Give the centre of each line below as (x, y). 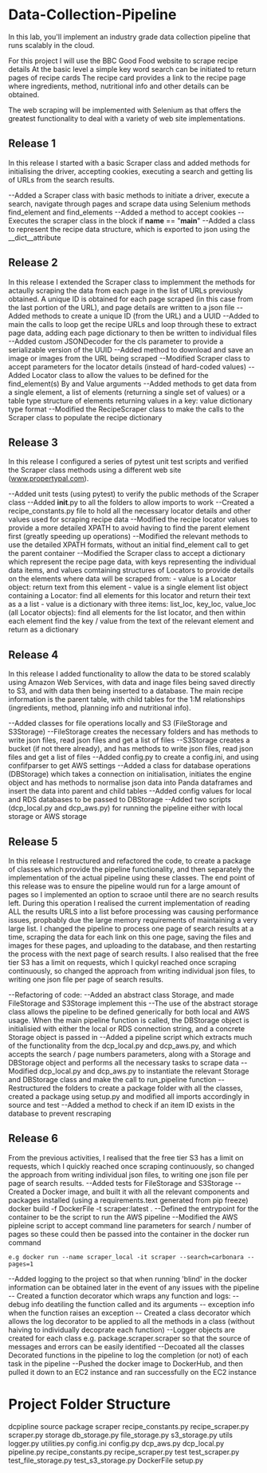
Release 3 (33, 442)
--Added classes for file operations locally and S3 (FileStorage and (118, 723)
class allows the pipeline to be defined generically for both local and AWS (129, 1012)
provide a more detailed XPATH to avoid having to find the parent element (129, 528)
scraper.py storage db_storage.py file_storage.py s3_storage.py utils (121, 1435)
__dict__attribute (35, 238)
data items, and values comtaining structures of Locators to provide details (131, 570)
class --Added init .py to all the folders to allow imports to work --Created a (132, 502)
